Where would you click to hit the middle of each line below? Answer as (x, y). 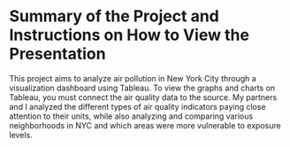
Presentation (57, 54)
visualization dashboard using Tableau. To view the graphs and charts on (142, 88)
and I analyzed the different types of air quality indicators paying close (138, 106)
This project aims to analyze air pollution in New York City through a (133, 78)
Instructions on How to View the (130, 35)
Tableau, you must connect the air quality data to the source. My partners (143, 97)
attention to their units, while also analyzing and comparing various (131, 116)
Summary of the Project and (114, 16)
